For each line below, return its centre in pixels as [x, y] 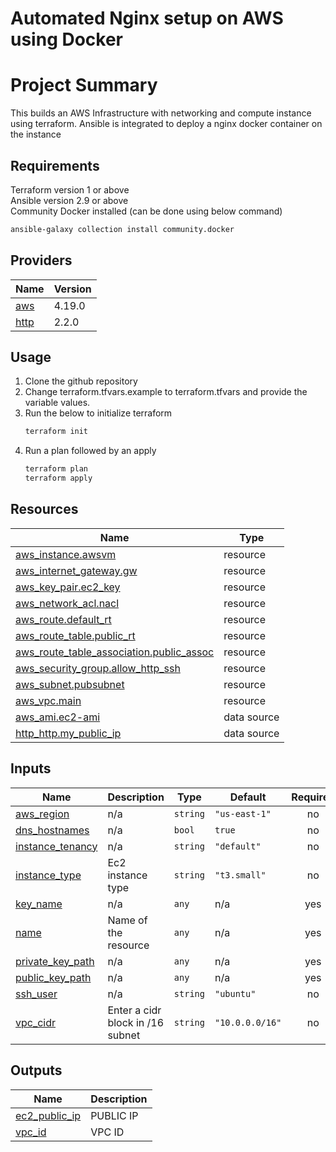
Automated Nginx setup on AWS [147, 18]
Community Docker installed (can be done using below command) [146, 211]
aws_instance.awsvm [66, 554]
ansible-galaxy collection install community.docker [122, 229]
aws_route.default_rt [63, 619]
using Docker [67, 39]
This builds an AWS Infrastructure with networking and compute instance [161, 113]
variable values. [57, 403]
